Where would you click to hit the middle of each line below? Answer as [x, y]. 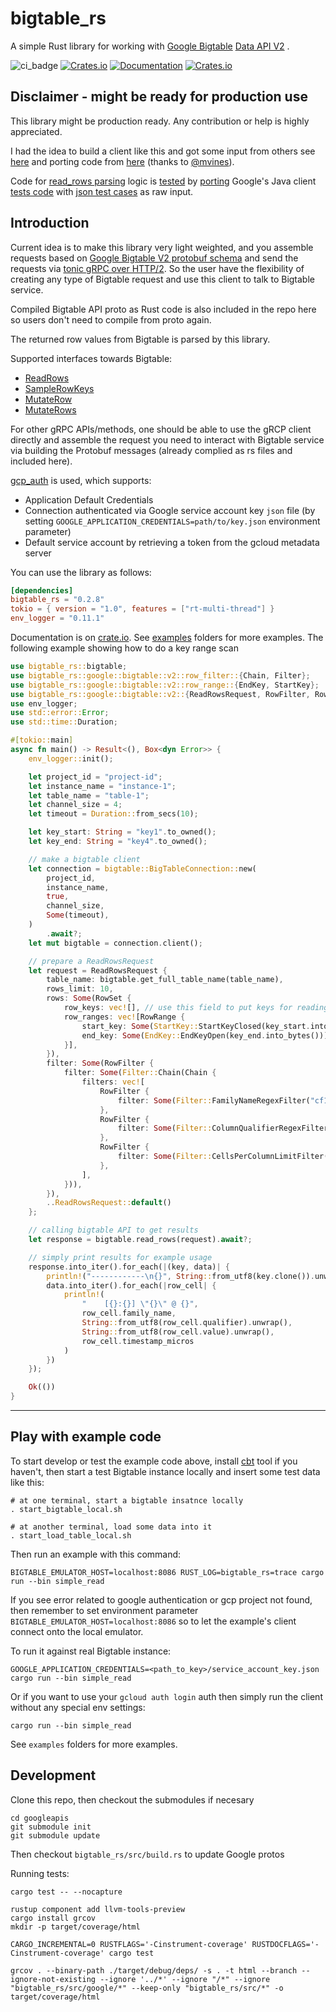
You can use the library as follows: [81, 572]
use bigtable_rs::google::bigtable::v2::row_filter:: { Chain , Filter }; [160, 675]
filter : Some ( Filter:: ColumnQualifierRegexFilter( [225, 1128]
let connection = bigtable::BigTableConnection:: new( [142, 868]
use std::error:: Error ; [60, 713]
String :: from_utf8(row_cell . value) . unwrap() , [178, 1332]
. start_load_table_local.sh [71, 1535]
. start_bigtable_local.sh [66, 1509]
